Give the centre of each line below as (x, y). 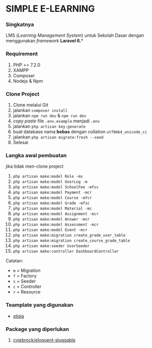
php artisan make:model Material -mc (52, 209)
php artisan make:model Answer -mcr (51, 220)
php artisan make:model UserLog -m (50, 182)
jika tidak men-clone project (35, 166)
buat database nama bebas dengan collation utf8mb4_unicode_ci (80, 132)
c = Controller (27, 287)
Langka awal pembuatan (36, 155)
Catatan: (15, 261)
